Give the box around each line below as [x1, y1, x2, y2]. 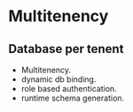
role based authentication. [20, 84, 117, 93]
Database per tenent [8, 41, 124, 56]
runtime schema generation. [20, 93, 125, 103]
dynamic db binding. [20, 74, 97, 85]
